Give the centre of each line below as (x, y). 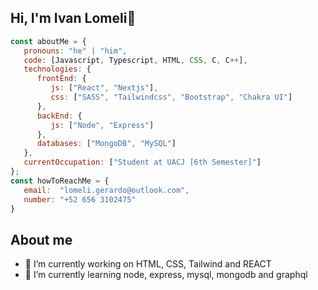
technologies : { (57, 69)
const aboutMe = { (48, 41)
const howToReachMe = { (60, 181)
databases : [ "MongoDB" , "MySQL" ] (106, 144)
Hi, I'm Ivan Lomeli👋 (73, 18)
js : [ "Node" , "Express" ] (102, 125)
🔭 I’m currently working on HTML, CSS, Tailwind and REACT (148, 264)
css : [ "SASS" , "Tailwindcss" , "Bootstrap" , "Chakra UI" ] (171, 97)
